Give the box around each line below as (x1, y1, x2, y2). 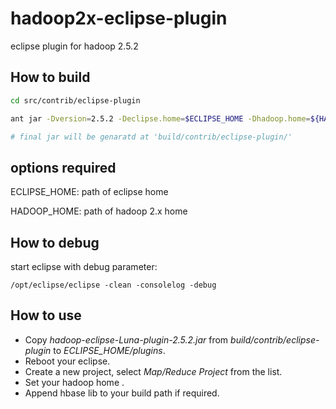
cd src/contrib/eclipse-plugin (10, 95, 141, 106)
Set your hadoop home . (24, 376, 125, 388)
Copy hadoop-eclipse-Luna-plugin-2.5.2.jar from (24, 333, 229, 346)
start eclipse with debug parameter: (10, 261, 158, 272)
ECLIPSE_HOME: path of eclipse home (10, 186, 169, 198)
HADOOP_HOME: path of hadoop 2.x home (10, 205, 188, 217)
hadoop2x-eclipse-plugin (10, 7, 228, 30)
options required (10, 159, 117, 176)
